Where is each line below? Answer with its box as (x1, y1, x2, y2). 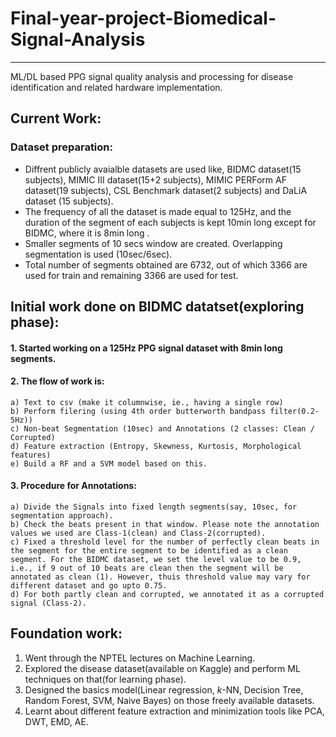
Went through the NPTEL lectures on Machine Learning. (24, 652, 256, 664)
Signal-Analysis (10, 28, 146, 51)
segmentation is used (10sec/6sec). (24, 248, 173, 260)
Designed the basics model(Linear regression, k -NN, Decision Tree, (24, 683, 304, 696)
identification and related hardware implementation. (10, 81, 223, 93)
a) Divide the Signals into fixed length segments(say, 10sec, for (10, 502, 298, 512)
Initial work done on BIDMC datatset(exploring (10, 298, 305, 316)
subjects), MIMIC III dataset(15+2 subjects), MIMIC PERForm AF (24, 173, 287, 186)
